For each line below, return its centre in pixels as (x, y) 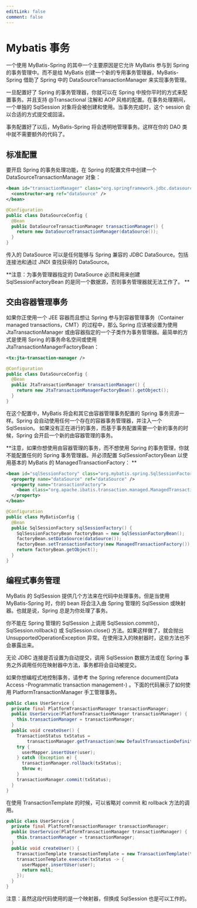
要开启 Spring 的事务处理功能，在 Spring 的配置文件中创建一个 (81, 170)
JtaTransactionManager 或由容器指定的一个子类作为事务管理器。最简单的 (94, 332)
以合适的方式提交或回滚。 (37, 115)
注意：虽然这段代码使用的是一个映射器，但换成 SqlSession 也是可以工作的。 (98, 898)
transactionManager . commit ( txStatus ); (64, 779)
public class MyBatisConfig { (43, 517)
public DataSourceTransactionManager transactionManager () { (88, 226)
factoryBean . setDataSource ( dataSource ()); (69, 539)
